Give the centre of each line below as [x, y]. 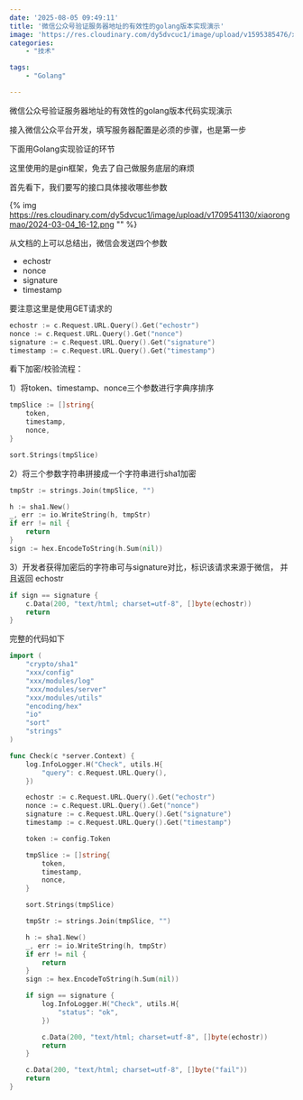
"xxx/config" [50, 673]
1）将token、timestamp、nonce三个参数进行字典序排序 [112, 388]
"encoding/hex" [54, 706]
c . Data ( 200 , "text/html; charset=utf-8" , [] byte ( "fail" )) [137, 1070]
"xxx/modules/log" [60, 681]
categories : [32, 43]
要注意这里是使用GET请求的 [61, 308]
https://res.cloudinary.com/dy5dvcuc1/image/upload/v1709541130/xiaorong [150, 215]
